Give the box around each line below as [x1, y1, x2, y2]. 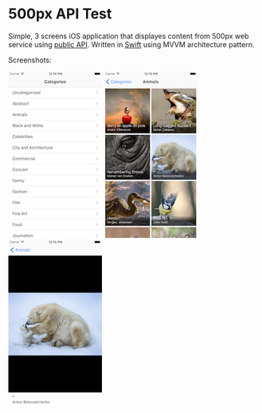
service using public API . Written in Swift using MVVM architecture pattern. [8, 39, 255, 49]
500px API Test [8, 5, 112, 23]
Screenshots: [8, 55, 52, 65]
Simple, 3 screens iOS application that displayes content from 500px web [8, 31, 249, 41]
